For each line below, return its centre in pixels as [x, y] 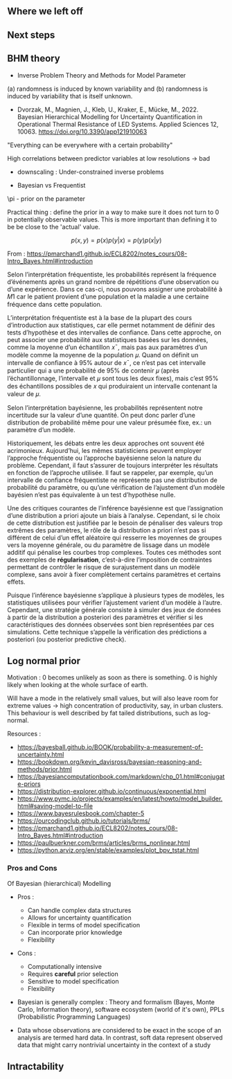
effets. [16, 582]
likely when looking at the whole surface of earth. [78, 685]
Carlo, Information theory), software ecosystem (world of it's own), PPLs [121, 1009]
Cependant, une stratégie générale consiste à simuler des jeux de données [114, 609]
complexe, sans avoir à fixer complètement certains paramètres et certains [114, 574]
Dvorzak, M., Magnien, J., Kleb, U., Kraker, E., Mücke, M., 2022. [108, 109]
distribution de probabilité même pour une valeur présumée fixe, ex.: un [109, 422]
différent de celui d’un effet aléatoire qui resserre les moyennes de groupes [115, 537]
